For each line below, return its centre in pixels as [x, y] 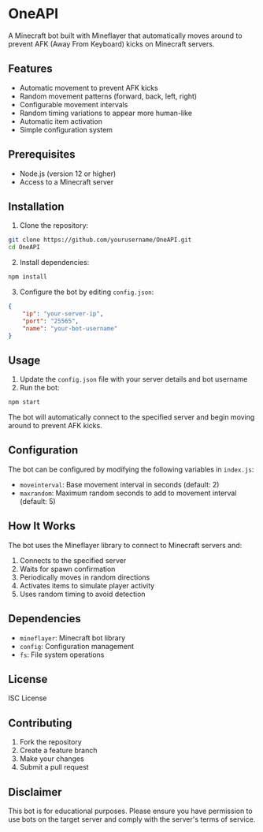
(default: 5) [38, 501]
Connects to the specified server [73, 560]
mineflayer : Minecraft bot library [72, 638]
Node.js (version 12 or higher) [68, 173]
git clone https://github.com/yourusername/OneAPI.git [100, 240]
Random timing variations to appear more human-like [106, 113]
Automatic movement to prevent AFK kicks [89, 88]
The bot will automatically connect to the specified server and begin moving [131, 417]
